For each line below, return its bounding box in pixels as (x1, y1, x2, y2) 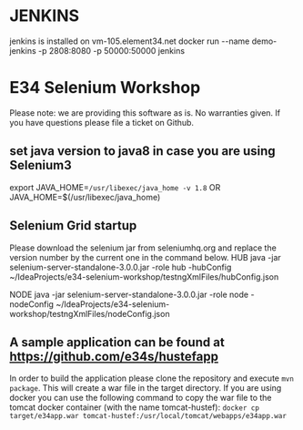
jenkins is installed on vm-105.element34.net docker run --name (9, 36, 250, 46)
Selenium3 (9, 158, 73, 173)
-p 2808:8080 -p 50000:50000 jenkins (37, 45, 185, 56)
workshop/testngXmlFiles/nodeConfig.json (9, 308, 170, 319)
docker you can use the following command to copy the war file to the (9, 393, 272, 404)
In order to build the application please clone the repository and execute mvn (9, 373, 294, 384)
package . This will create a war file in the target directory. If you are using (9, 383, 282, 394)
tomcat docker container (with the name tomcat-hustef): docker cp (9, 402, 259, 413)
